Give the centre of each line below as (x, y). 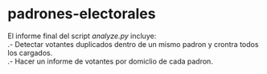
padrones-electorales (82, 14)
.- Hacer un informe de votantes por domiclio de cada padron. (111, 61)
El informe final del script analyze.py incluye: (82, 36)
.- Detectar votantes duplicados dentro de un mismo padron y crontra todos (133, 44)
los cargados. (30, 53)
